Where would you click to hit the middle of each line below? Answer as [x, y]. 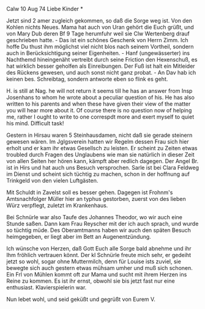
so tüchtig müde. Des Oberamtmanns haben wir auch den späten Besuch [99, 230]
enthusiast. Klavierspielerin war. [47, 287]
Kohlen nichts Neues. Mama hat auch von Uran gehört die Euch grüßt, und [100, 27]
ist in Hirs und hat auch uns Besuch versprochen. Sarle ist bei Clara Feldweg [103, 168]
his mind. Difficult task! [35, 123]
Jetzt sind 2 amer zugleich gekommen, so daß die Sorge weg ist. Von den [99, 20]
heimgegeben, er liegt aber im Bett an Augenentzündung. [79, 237]
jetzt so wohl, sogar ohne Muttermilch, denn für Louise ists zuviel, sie [94, 261]
